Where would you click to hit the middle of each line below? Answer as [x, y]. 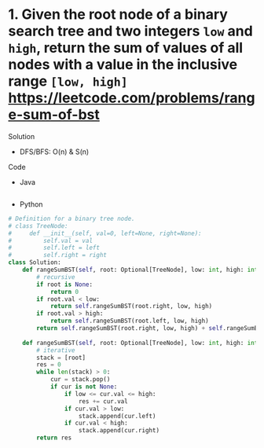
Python [31, 204]
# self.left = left [54, 248]
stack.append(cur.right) [119, 431]
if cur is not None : [84, 387]
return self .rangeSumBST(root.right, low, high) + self [130, 329]
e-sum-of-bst [54, 115]
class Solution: [35, 263]
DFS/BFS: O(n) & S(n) [54, 152]
